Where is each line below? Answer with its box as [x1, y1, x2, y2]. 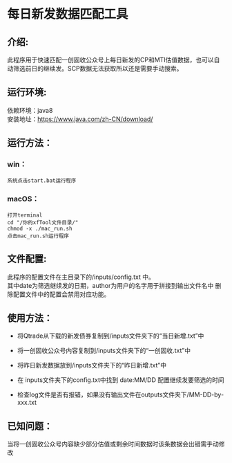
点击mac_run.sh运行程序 [7, 233, 69, 239]
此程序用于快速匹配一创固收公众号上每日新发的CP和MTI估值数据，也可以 [7, 56, 214, 64]
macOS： [7, 194, 39, 204]
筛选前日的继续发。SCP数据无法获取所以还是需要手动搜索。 [12, 64, 183, 73]
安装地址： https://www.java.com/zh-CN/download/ [7, 115, 153, 123]
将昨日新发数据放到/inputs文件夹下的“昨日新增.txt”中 [17, 361, 167, 370]
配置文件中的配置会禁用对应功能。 [12, 290, 110, 298]
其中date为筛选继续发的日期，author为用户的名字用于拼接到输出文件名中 [7, 281, 214, 289]
